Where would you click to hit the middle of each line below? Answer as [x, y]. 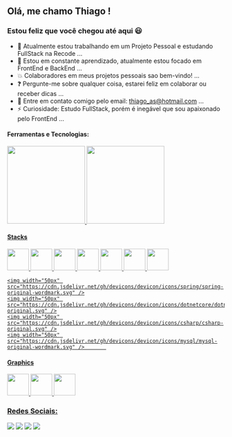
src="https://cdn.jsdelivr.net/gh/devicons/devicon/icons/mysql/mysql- [112, 341]
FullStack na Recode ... [50, 53]
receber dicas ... [40, 93]
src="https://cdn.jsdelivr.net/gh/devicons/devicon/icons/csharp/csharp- [116, 323]
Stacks [17, 237]
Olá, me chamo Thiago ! [59, 11]
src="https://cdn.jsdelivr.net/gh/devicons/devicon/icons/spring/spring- [116, 287]
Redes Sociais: [32, 411]
